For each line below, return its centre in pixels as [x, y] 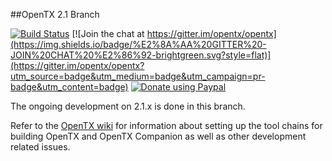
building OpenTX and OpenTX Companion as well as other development [158, 136]
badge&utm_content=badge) [69, 87]
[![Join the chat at [108, 33]
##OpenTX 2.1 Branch [55, 14]
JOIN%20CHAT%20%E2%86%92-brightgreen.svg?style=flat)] [141, 55]
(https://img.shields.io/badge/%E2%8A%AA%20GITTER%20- [138, 44]
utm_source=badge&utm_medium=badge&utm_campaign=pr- [138, 76]
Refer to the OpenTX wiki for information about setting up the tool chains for [166, 125]
